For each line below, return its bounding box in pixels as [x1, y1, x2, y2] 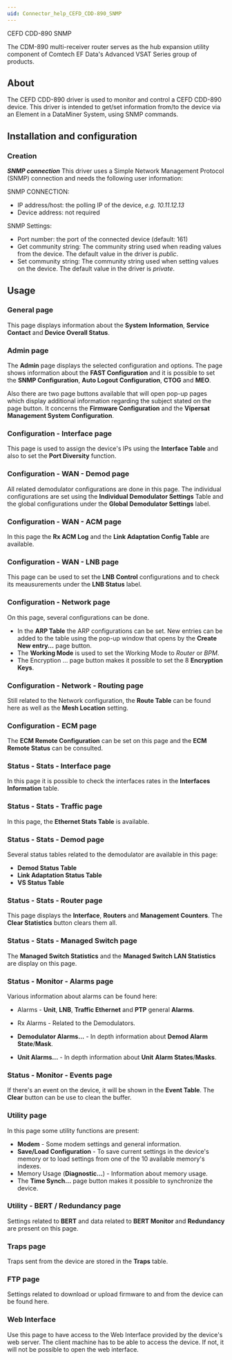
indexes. [17, 1161, 41, 1170]
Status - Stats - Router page [7, 896, 103, 905]
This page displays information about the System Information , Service [7, 321, 209, 329]
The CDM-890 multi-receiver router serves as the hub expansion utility [7, 42, 209, 50]
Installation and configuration [7, 130, 137, 142]
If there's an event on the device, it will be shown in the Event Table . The [7, 1086, 215, 1094]
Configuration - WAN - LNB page [7, 557, 119, 567]
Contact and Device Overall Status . [7, 328, 110, 336]
